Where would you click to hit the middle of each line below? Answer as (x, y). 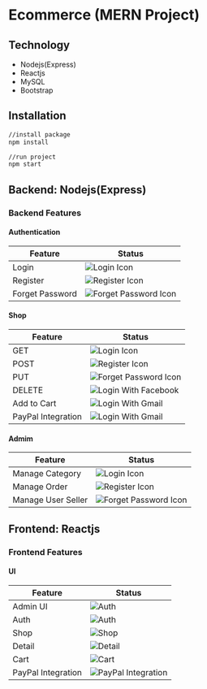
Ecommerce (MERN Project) (104, 15)
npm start (25, 164)
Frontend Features (45, 552)
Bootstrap (37, 90)
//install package (39, 134)
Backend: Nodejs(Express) (78, 190)
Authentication (34, 232)
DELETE (28, 390)
